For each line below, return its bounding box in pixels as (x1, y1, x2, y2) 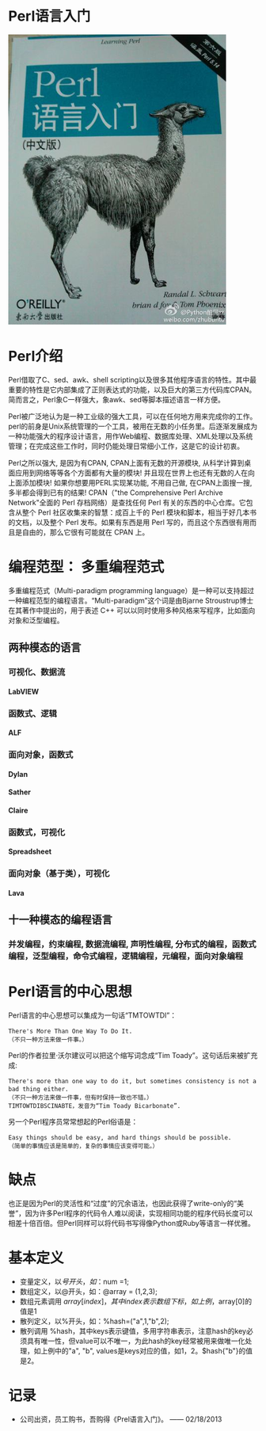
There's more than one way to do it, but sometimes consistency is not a (8, 1078, 257, 1086)
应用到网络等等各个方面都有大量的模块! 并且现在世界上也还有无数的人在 (14, 468, 248, 478)
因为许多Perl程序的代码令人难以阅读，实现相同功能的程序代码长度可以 (25, 1208, 253, 1218)
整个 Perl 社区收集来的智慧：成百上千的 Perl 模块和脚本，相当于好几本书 (21, 508, 257, 517)
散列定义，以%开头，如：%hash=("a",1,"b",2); (19, 1316, 169, 1326)
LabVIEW (8, 687, 40, 696)
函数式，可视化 (8, 827, 66, 838)
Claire (8, 805, 28, 815)
